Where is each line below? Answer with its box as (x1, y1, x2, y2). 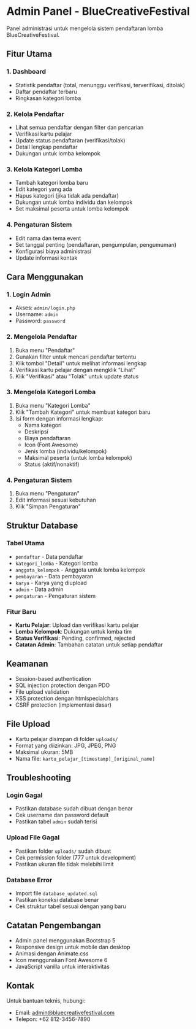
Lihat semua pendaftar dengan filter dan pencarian (15, 123, 144, 131)
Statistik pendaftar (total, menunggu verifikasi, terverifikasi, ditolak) (15, 81, 186, 88)
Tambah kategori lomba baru (15, 179, 89, 187)
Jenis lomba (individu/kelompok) (24, 447, 107, 455)
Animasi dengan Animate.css (15, 950, 89, 957)
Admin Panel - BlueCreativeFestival (6, 4, 190, 18)
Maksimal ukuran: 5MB (15, 748, 73, 756)
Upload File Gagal (6, 833, 60, 842)
